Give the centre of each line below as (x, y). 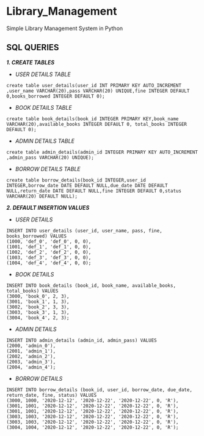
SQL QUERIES (33, 48)
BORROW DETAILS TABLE (48, 169)
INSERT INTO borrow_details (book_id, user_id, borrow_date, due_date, (99, 390)
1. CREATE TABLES (31, 62)
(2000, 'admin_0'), (31, 346)
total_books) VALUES (33, 291)
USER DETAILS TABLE (43, 74)
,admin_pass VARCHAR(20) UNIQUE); (50, 158)
